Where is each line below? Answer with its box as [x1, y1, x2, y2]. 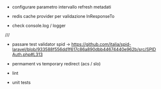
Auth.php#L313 [12, 51, 43, 57]
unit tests [12, 79, 31, 85]
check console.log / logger [12, 23, 66, 28]
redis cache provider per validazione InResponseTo [12, 13, 115, 19]
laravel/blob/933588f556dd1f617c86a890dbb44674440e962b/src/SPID [12, 47, 156, 52]
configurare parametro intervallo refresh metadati [12, 4, 112, 10]
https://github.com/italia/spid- [71, 41, 131, 47]
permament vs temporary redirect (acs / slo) [12, 61, 101, 66]
